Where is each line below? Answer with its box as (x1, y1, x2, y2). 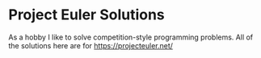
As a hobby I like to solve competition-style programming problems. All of (8, 32, 254, 42)
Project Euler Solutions (8, 6, 166, 24)
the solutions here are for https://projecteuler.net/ (8, 40, 174, 50)
